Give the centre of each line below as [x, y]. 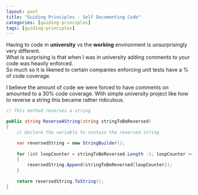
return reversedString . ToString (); [60, 181]
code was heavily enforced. [40, 64]
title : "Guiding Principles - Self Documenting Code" [74, 17]
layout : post [22, 11]
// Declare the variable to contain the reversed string [88, 132]
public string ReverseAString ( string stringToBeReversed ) [79, 121]
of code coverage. [29, 76]
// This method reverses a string [49, 111]
